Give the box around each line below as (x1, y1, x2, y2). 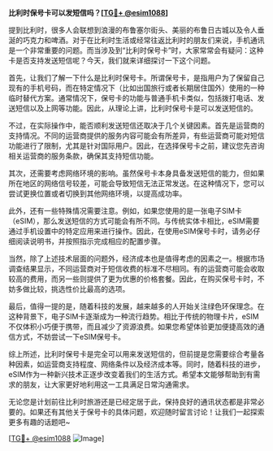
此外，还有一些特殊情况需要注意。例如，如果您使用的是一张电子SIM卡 (8, 206, 242, 215)
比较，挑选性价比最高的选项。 (29, 284, 130, 293)
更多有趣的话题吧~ (8, 418, 71, 427)
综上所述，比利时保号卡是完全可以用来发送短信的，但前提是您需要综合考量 (8, 349, 258, 358)
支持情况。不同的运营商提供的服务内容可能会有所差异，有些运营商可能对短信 (8, 131, 265, 141)
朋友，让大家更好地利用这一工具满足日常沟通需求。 (22, 379, 193, 389)
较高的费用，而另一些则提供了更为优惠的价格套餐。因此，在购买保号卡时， (8, 274, 258, 284)
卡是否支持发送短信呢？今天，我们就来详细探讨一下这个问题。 (8, 56, 215, 65)
